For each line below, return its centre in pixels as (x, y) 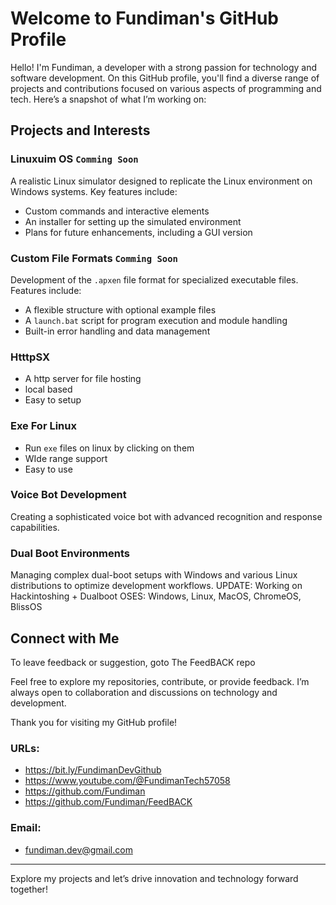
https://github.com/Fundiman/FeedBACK (108, 802)
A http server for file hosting (83, 379)
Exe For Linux (43, 426)
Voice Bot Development (68, 495)
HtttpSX (30, 357)
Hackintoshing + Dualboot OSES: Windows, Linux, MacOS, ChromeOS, (156, 596)
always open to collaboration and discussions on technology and (144, 692)
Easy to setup (53, 400)
